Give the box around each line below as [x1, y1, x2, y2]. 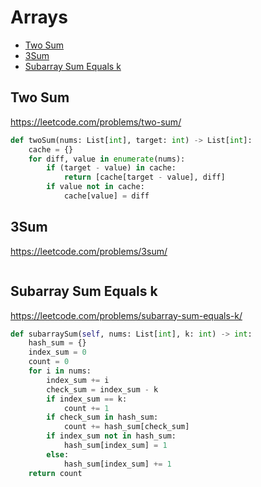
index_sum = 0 [28, 347, 87, 358]
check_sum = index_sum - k [46, 384, 159, 395]
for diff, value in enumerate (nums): [28, 154, 186, 164]
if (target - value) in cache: [46, 163, 177, 173]
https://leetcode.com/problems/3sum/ [10, 245, 168, 257]
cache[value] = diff [63, 191, 150, 201]
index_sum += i [46, 375, 110, 385]
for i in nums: [28, 366, 92, 376]
